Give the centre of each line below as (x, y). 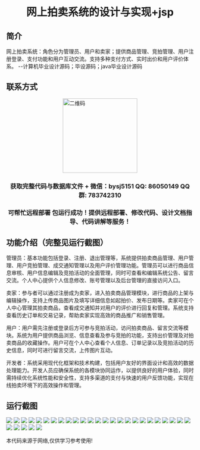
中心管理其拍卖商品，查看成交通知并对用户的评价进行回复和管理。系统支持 (102, 308)
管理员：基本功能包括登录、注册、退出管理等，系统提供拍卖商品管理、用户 (97, 258)
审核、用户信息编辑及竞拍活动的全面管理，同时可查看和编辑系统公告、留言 (102, 273)
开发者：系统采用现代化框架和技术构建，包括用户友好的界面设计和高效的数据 (100, 363)
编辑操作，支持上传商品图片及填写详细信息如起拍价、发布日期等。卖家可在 (97, 301)
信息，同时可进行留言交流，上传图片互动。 (63, 350)
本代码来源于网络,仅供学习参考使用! (50, 440)
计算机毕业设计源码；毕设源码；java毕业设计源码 (83, 66)
